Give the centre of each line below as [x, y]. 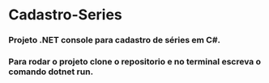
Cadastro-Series [66, 15]
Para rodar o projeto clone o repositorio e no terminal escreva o [135, 62]
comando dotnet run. [51, 72]
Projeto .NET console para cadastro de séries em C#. [115, 40]
